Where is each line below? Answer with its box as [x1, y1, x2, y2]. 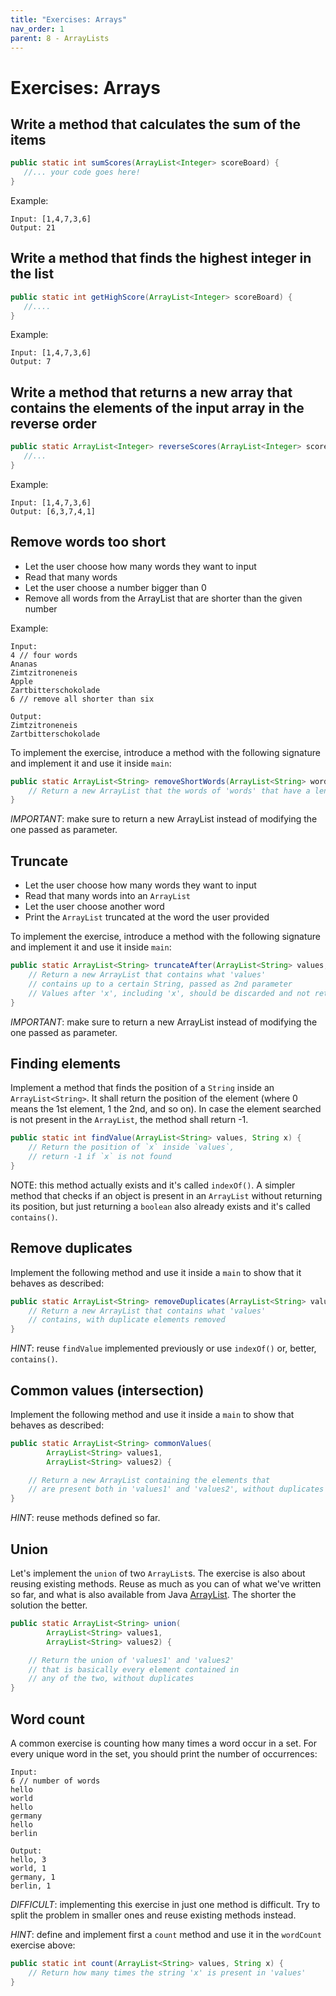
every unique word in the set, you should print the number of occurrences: [10, 1747, 318, 1760]
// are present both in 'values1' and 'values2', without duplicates [28, 1484, 325, 1495]
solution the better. [10, 1599, 88, 1611]
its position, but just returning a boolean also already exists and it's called [10, 1200, 311, 1212]
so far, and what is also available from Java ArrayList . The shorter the [10, 1589, 297, 1600]
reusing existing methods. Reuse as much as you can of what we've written [10, 1578, 322, 1590]
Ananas [10, 659, 38, 669]
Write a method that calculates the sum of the [10, 116, 302, 133]
